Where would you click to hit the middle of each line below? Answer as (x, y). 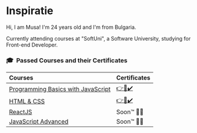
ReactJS (21, 112)
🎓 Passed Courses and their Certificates (67, 60)
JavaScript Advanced (39, 122)
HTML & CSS (27, 101)
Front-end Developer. (32, 45)
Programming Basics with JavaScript (60, 89)
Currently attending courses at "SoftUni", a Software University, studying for (98, 38)
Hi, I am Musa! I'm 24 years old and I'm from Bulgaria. (71, 27)
